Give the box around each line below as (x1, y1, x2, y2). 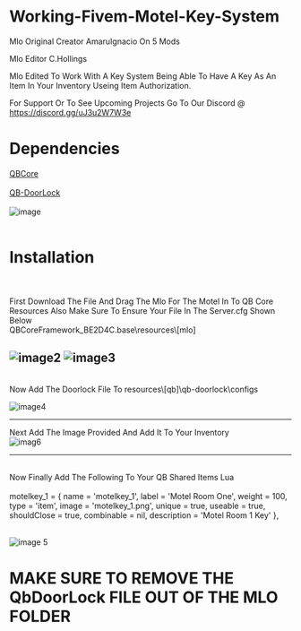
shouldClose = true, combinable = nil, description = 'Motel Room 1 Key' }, (9, 509, 279, 521)
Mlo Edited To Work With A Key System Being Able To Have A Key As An (9, 70, 277, 82)
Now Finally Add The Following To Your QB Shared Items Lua (9, 471, 235, 482)
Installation (9, 247, 95, 268)
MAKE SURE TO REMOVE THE (9, 567, 235, 588)
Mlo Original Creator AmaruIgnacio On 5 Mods (9, 36, 181, 47)
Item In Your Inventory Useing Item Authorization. (9, 80, 192, 91)
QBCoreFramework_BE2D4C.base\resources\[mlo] (9, 324, 196, 335)
